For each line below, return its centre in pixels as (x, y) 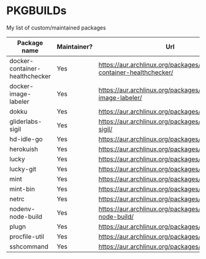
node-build (26, 217)
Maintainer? (75, 47)
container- (25, 68)
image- (21, 94)
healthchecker (30, 76)
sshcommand (29, 246)
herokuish (24, 149)
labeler (19, 101)
